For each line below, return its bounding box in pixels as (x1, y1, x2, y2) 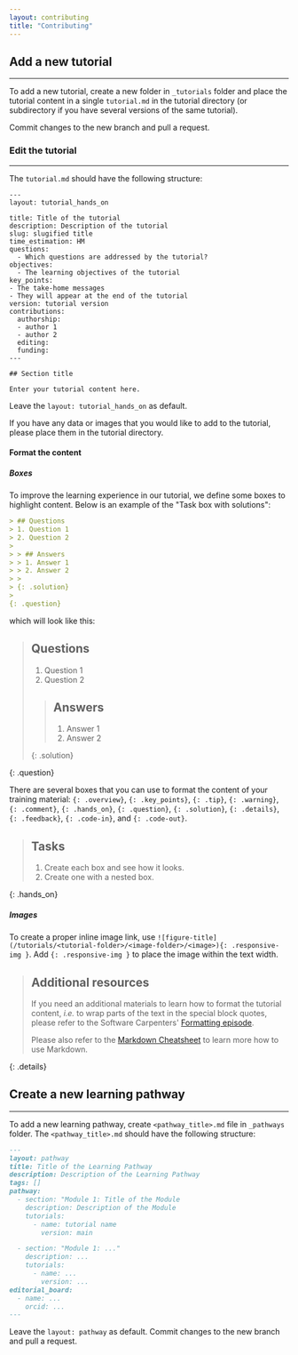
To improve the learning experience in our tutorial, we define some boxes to (9, 490, 286, 501)
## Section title (9, 369, 74, 378)
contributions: (9, 307, 66, 316)
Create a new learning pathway (9, 1086, 185, 1102)
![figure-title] (157, 934, 217, 942)
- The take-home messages (9, 284, 105, 293)
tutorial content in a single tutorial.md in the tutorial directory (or (9, 95, 248, 107)
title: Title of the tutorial (9, 213, 122, 222)
